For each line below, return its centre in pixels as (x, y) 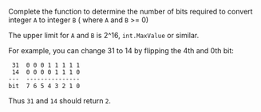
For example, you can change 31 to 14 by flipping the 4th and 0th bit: (121, 50)
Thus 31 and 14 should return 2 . (60, 101)
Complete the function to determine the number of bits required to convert (130, 12)
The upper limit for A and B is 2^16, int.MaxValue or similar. (104, 35)
